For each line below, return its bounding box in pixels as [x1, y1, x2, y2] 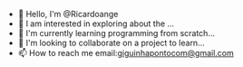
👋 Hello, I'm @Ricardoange [17, 9, 119, 19]
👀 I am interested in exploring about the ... [17, 18, 175, 29]
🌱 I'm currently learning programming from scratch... [17, 28, 216, 38]
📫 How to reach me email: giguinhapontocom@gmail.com [17, 48, 234, 58]
